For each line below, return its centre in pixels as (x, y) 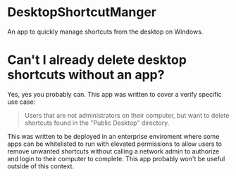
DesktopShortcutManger (82, 12)
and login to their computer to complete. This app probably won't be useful (116, 158)
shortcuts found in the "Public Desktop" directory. (97, 123)
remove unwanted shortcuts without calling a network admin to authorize (113, 151)
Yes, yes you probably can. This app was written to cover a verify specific (114, 94)
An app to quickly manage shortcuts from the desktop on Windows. (105, 32)
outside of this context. (41, 166)
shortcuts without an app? (86, 75)
